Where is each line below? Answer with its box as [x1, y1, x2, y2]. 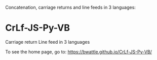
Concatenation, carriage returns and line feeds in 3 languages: [5, 5, 136, 10]
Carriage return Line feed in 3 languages [5, 39, 90, 45]
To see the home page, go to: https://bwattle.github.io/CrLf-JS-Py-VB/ [5, 48, 152, 55]
